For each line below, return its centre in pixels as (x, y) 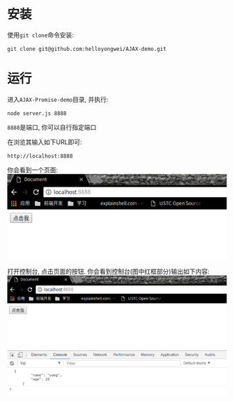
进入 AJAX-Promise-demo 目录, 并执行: (58, 99)
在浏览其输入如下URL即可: (45, 142)
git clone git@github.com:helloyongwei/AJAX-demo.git (87, 49)
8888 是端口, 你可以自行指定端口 (52, 127)
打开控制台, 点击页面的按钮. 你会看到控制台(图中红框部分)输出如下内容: (109, 271)
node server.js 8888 (37, 113)
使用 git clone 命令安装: (41, 35)
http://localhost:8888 (40, 156)
